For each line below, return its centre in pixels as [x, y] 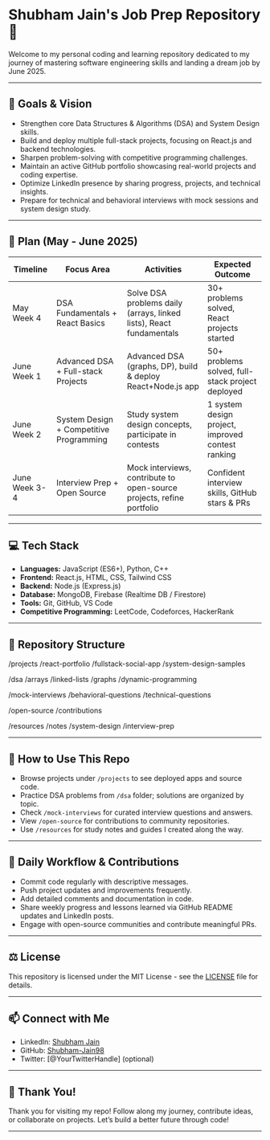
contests [143, 444]
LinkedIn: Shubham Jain [60, 1042]
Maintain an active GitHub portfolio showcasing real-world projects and [138, 165]
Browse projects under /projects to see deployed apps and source [131, 778]
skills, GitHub [232, 492]
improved [225, 434]
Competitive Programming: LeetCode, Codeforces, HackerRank [127, 611]
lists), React [149, 323]
